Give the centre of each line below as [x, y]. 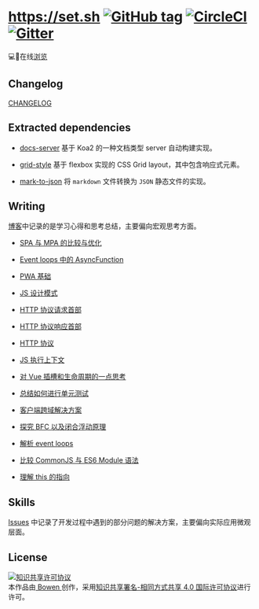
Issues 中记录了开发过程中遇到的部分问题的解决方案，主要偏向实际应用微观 [129, 522]
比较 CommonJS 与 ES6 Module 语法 [79, 460]
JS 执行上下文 [42, 360]
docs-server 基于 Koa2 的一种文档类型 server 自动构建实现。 [118, 148]
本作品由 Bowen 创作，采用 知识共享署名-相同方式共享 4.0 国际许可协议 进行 [129, 587]
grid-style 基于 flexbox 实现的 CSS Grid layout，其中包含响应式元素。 [131, 164]
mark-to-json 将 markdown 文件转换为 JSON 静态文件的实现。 [115, 181]
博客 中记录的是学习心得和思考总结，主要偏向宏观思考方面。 [104, 226]
